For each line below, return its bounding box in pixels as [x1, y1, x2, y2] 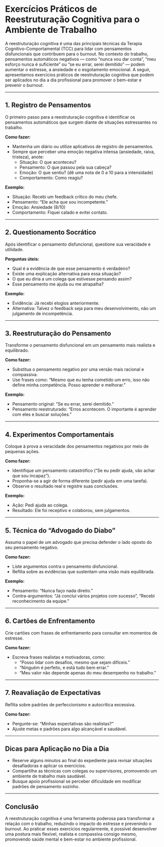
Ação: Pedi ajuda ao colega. [12, 502, 69, 508]
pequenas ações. [5, 449, 40, 455]
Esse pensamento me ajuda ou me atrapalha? [12, 281, 104, 287]
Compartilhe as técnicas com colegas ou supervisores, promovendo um [12, 768, 157, 774]
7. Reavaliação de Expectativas [5, 689, 101, 697]
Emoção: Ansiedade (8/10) [12, 204, 66, 210]
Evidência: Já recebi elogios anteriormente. [12, 300, 100, 306]
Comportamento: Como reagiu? [19, 175, 83, 180]
